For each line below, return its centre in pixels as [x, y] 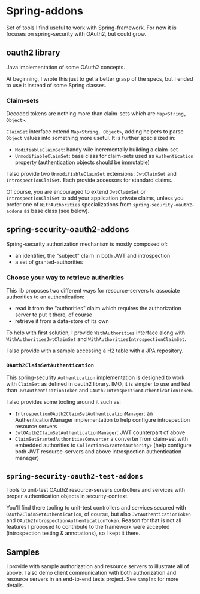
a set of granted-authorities [49, 262]
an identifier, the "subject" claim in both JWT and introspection [93, 255]
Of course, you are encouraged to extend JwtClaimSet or [76, 192]
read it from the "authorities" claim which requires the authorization [98, 309]
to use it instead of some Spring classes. [56, 85]
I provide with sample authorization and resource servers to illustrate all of [98, 566]
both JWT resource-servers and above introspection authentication [98, 452]
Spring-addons [45, 11]
